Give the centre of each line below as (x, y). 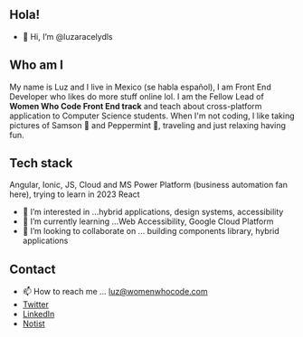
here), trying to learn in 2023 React (75, 194)
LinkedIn (38, 314)
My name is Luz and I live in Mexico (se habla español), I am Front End (140, 87)
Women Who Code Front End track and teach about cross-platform (136, 106)
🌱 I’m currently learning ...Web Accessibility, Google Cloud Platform (148, 221)
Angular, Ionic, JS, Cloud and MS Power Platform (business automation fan (148, 185)
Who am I (36, 66)
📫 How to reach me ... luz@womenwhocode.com (115, 292)
